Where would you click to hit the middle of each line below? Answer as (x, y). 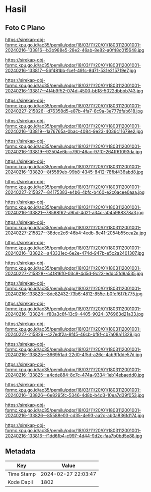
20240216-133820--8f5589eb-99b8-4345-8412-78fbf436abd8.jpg (74, 172)
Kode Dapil (20, 482)
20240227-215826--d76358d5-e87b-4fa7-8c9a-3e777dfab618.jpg (74, 111)
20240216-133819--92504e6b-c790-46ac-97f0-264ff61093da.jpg (74, 152)
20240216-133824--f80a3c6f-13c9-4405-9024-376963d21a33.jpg (75, 314)
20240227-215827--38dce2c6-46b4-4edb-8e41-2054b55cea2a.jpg (76, 233)
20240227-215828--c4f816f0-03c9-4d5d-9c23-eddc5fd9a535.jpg (74, 273)
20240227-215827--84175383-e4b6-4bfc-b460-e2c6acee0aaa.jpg (75, 192)
